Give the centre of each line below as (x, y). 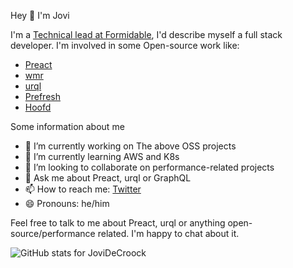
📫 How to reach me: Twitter (83, 189)
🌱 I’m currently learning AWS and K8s (102, 156)
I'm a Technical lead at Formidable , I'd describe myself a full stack (146, 34)
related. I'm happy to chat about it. (168, 233)
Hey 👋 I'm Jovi (40, 15)
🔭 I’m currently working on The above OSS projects (130, 146)
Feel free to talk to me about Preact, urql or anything (118, 223)
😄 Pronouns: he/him (67, 203)
